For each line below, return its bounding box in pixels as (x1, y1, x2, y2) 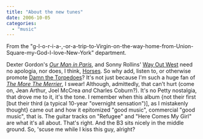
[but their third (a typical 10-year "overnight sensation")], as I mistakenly (6, 100, 188, 107)
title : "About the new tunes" (6, 9, 84, 15)
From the (6, 43, 29, 50)
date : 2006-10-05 (6, 15, 51, 21)
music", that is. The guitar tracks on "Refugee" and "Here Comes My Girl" (6, 113, 192, 120)
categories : (6, 20, 37, 26)
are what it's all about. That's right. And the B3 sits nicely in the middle (6, 119, 185, 127)
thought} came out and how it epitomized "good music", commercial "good (6, 106, 196, 113)
